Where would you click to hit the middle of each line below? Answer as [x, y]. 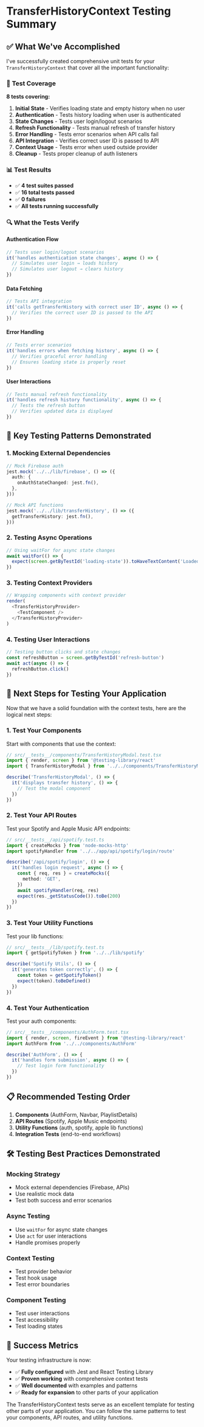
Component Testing [36, 1300]
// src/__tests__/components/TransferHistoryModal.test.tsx [84, 755]
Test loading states [39, 1326]
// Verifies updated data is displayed [62, 411]
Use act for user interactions [51, 1236]
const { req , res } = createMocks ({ [64, 874]
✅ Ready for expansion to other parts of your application [87, 1392]
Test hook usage [36, 1278]
